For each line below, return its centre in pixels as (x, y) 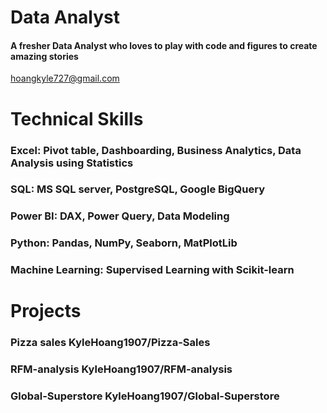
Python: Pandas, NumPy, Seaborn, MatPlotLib (124, 243)
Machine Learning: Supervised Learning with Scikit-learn (152, 270)
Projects (46, 311)
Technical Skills (77, 118)
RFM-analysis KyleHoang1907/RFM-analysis (121, 369)
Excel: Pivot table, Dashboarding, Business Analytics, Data (156, 150)
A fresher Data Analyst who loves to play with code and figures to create (164, 45)
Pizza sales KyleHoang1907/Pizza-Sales (110, 343)
